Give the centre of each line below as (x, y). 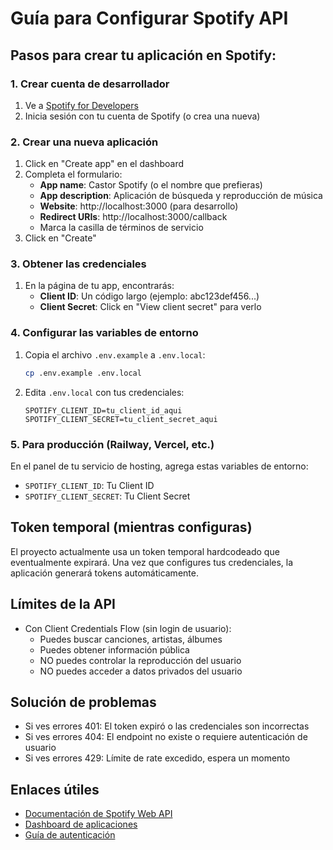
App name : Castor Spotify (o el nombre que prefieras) (151, 185)
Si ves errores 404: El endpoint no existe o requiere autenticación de (166, 737)
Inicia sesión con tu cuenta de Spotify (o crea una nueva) (142, 116)
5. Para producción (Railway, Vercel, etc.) (112, 444)
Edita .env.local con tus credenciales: (104, 392)
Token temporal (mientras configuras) (131, 527)
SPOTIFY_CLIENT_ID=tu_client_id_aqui (103, 410)
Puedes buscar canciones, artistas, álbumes (131, 639)
